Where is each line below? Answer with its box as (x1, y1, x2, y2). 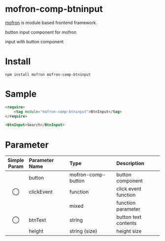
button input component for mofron (5, 29, 77, 35)
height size (116, 228, 142, 235)
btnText (28, 217, 47, 224)
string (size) (69, 228, 97, 235)
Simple (7, 157, 25, 164)
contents (116, 220, 137, 227)
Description (116, 160, 144, 167)
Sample (5, 88, 37, 100)
